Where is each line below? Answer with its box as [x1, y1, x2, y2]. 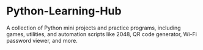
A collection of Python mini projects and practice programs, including [6, 24, 181, 31]
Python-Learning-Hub [6, 4, 122, 18]
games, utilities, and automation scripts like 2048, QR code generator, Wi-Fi [6, 30, 197, 37]
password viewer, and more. [6, 37, 78, 44]
